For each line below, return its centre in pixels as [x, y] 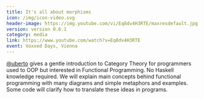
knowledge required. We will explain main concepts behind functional [94, 76]
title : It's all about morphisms [49, 12]
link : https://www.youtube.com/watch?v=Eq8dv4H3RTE [73, 40]
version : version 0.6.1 [37, 29]
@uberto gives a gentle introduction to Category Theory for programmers [99, 63]
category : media [27, 35]
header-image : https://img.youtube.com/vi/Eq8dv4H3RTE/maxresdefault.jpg [102, 23]
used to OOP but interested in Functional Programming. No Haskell [90, 70]
